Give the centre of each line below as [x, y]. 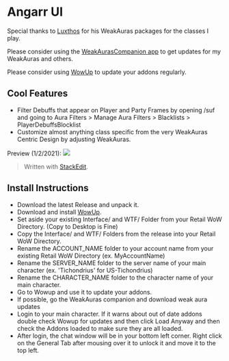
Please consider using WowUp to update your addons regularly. [97, 72]
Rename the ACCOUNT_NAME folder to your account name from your [115, 248]
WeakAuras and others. [40, 58]
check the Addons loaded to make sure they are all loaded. [100, 328]
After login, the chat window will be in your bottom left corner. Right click [119, 336]
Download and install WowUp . [59, 212]
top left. [28, 350]
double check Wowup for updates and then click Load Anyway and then [118, 321]
